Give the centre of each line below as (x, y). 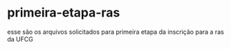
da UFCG (20, 39)
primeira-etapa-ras (64, 13)
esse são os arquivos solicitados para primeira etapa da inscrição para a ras (116, 32)
